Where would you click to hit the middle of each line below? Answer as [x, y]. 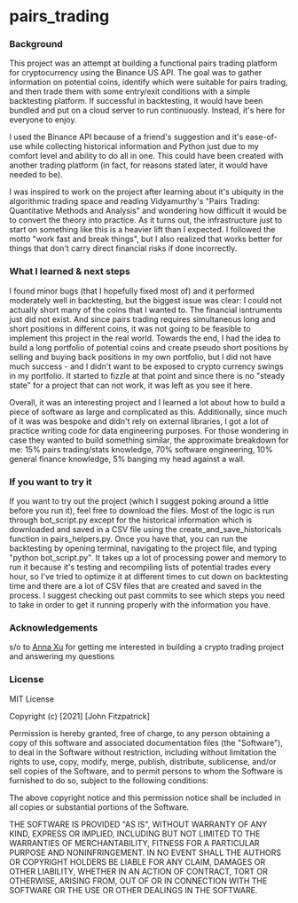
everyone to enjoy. [43, 120]
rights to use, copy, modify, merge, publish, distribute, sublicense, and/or [143, 761]
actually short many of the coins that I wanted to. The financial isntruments [146, 310]
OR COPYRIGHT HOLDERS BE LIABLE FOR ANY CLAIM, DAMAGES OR [137, 861]
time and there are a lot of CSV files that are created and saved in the [136, 586]
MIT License [32, 699]
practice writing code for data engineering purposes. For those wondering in [149, 430]
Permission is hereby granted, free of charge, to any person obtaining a [140, 733]
